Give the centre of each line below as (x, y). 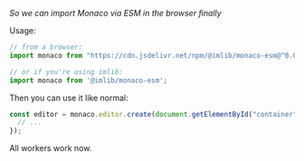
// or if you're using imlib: (66, 71)
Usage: (23, 30)
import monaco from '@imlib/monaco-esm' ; (89, 80)
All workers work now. (51, 148)
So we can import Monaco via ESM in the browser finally (115, 13)
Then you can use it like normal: (69, 98)
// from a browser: (46, 47)
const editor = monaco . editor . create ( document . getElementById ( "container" (153, 114)
